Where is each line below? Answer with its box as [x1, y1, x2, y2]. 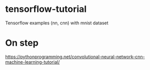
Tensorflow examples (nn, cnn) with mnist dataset [5, 20, 109, 26]
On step [5, 37, 39, 49]
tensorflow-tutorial [5, 3, 87, 15]
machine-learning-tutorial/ [5, 59, 60, 65]
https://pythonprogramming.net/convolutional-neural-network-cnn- [5, 54, 145, 60]
